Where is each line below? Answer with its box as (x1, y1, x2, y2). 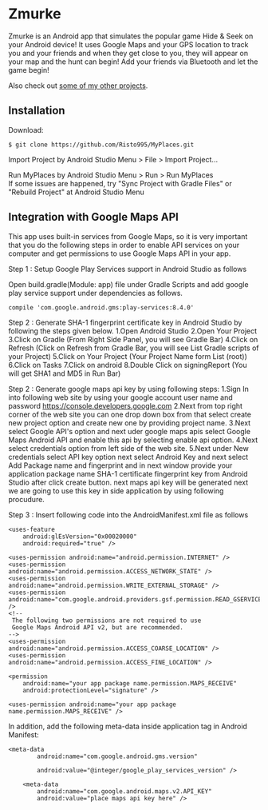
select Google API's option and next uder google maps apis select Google (8, 426, 251, 436)
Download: (8, 125, 44, 134)
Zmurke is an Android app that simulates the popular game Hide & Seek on (8, 31, 254, 41)
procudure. (8, 494, 45, 504)
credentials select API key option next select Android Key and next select (8, 452, 249, 461)
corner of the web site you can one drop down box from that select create (8, 409, 251, 419)
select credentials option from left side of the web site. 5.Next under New (8, 443, 249, 453)
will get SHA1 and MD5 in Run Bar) (8, 369, 121, 378)
